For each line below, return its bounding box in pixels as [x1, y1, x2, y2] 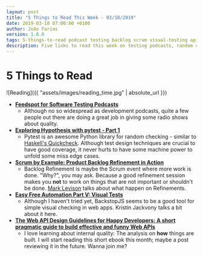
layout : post [6, 8, 39, 15]
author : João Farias [6, 25, 59, 32]
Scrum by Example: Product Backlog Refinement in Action [14, 158, 164, 166]
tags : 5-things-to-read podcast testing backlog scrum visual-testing [6, 37, 188, 43]
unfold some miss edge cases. [24, 152, 101, 160]
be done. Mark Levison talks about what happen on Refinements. [24, 184, 186, 192]
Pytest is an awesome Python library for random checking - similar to [24, 133, 196, 140]
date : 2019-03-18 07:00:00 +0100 [6, 20, 91, 26]
